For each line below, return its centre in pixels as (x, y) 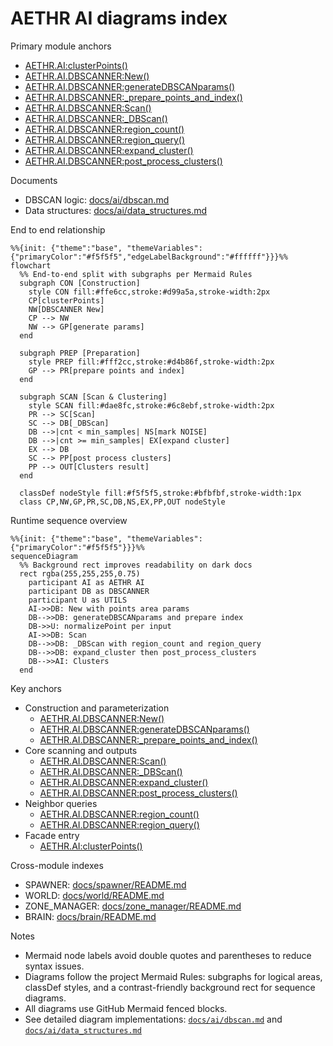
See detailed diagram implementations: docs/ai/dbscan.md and (153, 1019)
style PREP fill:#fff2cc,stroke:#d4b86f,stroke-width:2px (151, 362)
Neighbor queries (61, 803)
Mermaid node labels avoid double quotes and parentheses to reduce (168, 955)
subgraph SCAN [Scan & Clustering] (93, 397)
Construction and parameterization (97, 708)
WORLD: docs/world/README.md (94, 895)
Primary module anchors (61, 46)
